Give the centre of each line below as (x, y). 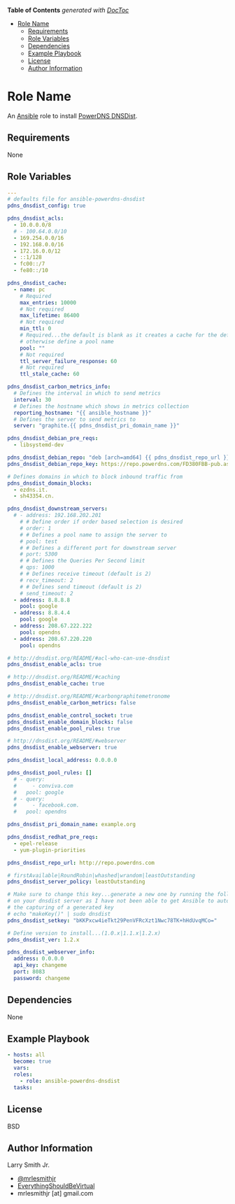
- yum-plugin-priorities (50, 850)
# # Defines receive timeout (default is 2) (86, 574)
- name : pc (29, 290)
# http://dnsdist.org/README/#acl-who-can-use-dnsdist (89, 658)
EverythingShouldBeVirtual (56, 1186)
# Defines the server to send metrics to (75, 419)
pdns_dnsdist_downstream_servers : (58, 509)
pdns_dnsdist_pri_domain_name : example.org (72, 825)
